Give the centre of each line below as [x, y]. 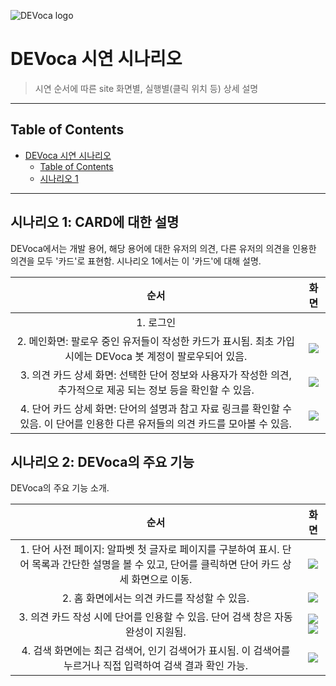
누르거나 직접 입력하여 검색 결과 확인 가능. [155, 666]
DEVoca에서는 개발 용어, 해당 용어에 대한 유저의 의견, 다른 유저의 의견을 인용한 [163, 248]
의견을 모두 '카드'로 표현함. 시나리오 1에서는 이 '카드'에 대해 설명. [136, 261]
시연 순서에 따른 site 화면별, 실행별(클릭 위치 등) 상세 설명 [146, 88]
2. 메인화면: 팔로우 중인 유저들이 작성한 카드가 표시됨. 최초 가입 [156, 341]
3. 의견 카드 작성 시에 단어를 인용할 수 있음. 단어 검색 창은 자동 [155, 617]
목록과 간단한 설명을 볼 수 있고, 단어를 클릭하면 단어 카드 [155, 565]
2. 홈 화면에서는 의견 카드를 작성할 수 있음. [155, 598]
